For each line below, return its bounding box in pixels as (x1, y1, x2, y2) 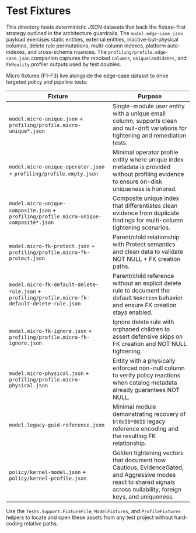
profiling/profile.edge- (107, 49, 169, 55)
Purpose (138, 92, 162, 100)
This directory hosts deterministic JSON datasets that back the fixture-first (6, 23, 186, 30)
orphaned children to (113, 325, 170, 333)
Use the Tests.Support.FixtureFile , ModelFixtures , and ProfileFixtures (6, 507, 181, 514)
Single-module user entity (113, 102, 185, 110)
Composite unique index (113, 194, 180, 202)
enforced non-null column (113, 364, 185, 372)
